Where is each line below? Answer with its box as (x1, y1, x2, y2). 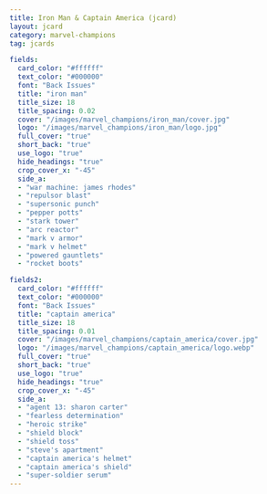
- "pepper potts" (17, 208, 84, 217)
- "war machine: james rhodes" (17, 183, 137, 192)
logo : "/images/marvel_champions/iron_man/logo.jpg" (17, 123, 222, 132)
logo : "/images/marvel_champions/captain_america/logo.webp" (17, 343, 255, 352)
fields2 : (9, 276, 43, 285)
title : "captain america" (17, 310, 117, 319)
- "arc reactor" (17, 225, 79, 234)
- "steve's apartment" (17, 445, 104, 455)
